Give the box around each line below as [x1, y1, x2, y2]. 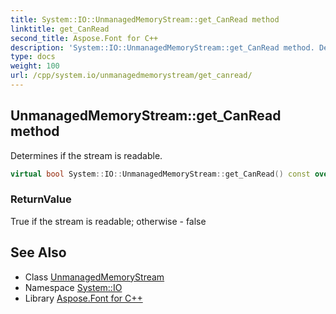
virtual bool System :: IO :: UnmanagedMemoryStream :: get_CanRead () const [10, 169, 311, 179]
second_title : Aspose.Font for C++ [10, 33, 159, 43]
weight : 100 [10, 61, 60, 71]
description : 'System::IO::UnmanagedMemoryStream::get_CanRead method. [10, 42, 315, 53]
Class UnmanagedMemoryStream [24, 271, 165, 283]
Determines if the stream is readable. [10, 149, 163, 161]
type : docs [10, 52, 56, 62]
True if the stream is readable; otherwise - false [10, 215, 207, 227]
